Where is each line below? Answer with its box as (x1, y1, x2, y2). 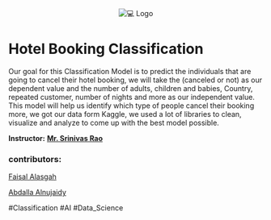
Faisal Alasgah (8, 172, 57, 181)
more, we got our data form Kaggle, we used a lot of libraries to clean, (8, 109, 242, 118)
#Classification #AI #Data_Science (8, 203, 124, 213)
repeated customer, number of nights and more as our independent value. (8, 92, 255, 102)
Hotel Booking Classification (8, 40, 204, 58)
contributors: (8, 153, 62, 164)
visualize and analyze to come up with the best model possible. (8, 118, 220, 127)
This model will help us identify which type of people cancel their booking (8, 101, 255, 110)
